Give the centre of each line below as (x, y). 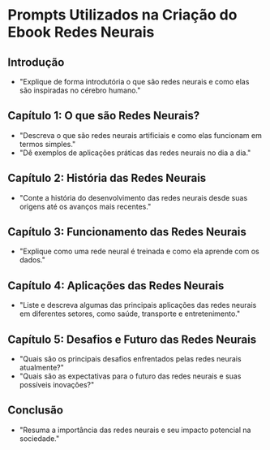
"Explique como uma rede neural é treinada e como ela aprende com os (139, 251)
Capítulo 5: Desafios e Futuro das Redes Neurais (132, 339)
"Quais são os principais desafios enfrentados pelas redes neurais (130, 359)
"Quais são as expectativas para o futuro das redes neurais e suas (130, 376)
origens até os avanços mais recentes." (85, 206)
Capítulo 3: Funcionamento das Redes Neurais (127, 232)
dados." (32, 260)
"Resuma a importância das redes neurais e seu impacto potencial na (135, 430)
